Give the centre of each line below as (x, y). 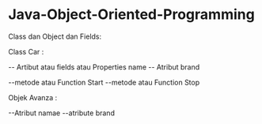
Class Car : (26, 51)
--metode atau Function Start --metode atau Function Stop (104, 82)
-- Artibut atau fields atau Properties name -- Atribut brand (104, 67)
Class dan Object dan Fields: (55, 36)
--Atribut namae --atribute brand (61, 113)
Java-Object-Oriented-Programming (131, 15)
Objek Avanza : (33, 97)
